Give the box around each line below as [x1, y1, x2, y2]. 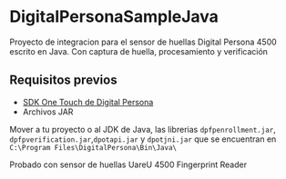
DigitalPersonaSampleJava [9, 6, 219, 27]
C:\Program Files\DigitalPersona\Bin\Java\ [9, 143, 178, 152]
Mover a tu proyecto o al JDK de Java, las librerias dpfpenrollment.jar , [9, 124, 276, 134]
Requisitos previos [9, 73, 117, 88]
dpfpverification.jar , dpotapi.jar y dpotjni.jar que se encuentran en [9, 134, 277, 144]
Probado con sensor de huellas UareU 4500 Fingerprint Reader [9, 159, 248, 170]
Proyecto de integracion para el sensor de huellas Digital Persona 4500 [9, 36, 278, 47]
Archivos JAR [22, 106, 74, 117]
